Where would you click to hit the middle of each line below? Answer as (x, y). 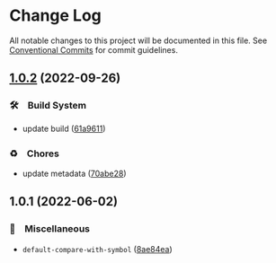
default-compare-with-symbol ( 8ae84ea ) (97, 249)
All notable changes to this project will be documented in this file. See (138, 40)
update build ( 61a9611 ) (64, 128)
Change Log (55, 16)
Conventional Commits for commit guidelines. (93, 49)
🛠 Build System (48, 106)
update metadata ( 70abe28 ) (74, 173)
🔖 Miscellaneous (49, 229)
